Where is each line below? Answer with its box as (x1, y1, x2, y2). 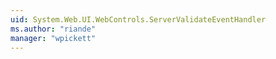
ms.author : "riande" (10, 24, 97, 34)
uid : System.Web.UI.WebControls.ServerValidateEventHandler (10, 14, 267, 25)
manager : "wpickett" (10, 33, 97, 43)
